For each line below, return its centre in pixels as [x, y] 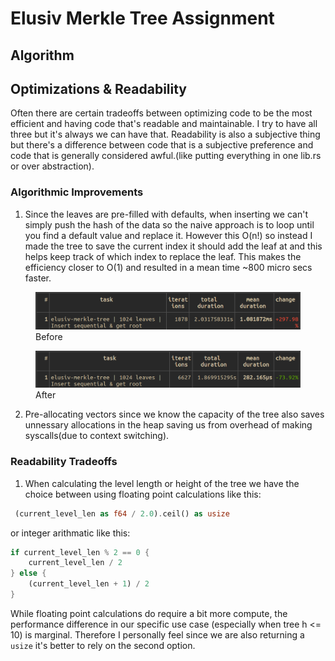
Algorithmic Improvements [77, 192]
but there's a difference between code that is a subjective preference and [162, 145]
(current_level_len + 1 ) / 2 [89, 584]
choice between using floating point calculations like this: [143, 494]
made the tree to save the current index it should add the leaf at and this [173, 246]
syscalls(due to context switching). [97, 436]
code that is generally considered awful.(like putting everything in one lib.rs [166, 156]
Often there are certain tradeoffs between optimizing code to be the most [161, 113]
